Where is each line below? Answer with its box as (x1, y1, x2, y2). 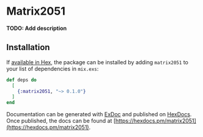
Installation (6, 42, 50, 53)
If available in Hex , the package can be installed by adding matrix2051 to (6, 58, 188, 65)
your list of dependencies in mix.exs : (6, 65, 99, 72)
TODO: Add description (6, 24, 67, 32)
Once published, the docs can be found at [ (6, 117, 116, 125)
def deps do (6, 76, 37, 83)
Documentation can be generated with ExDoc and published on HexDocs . (6, 111, 192, 118)
